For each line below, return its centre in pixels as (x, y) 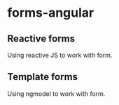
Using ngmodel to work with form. (56, 94)
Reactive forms (41, 39)
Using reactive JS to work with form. (60, 55)
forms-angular (51, 13)
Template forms (43, 77)
